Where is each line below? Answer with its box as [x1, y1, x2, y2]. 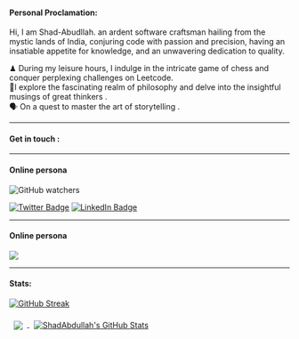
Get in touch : [9, 133, 61, 144]
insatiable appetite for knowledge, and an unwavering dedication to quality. [9, 45, 285, 57]
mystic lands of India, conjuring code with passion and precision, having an [9, 36, 286, 47]
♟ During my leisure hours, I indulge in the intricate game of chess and [9, 63, 270, 74]
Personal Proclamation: [9, 7, 98, 18]
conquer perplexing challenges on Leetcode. [9, 72, 174, 84]
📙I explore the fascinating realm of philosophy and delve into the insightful [9, 82, 282, 93]
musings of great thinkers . [9, 92, 109, 102]
